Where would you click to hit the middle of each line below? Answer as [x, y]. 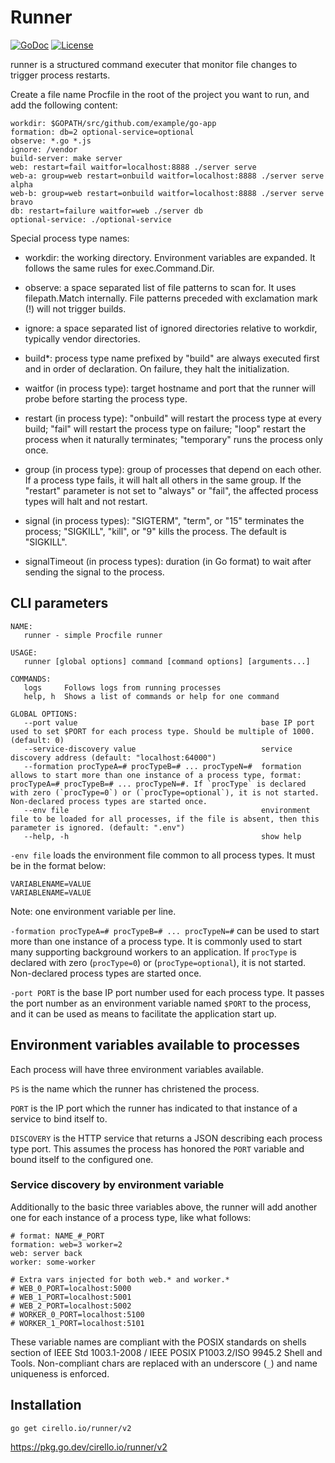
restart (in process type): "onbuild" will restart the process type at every [173, 418]
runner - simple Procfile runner [93, 635]
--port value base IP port [169, 722]
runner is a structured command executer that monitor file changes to [154, 64]
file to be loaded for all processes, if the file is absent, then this [165, 819]
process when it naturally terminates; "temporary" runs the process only [173, 439]
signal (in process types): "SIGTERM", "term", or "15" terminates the [164, 520]
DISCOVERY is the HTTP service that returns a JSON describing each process [166, 1138]
